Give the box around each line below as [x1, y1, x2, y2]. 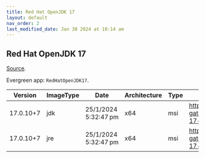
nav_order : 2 [6, 20, 40, 26]
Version [13, 91, 37, 99]
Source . [6, 65, 26, 72]
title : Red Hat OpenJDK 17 [6, 9, 75, 15]
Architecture [124, 91, 163, 99]
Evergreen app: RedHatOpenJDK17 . [6, 77, 89, 84]
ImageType [46, 91, 79, 99]
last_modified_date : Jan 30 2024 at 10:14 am [6, 26, 124, 32]
